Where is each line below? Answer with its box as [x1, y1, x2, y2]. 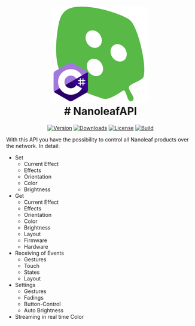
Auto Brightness [23, 306, 64, 314]
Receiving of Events [14, 249, 65, 256]
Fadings [23, 294, 44, 301]
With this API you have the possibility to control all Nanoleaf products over [6, 135, 190, 143]
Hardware [23, 243, 48, 250]
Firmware [23, 237, 48, 244]
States [23, 268, 40, 276]
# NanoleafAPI [63, 105, 138, 118]
